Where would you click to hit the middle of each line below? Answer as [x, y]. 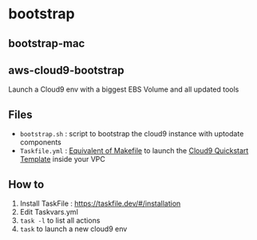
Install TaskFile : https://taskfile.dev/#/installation [100, 203]
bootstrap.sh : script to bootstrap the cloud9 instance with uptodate [132, 134]
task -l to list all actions [60, 221]
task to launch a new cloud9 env [73, 229]
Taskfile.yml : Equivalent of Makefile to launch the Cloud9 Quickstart [134, 151]
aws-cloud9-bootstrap [67, 70]
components [40, 142]
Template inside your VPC [62, 159]
